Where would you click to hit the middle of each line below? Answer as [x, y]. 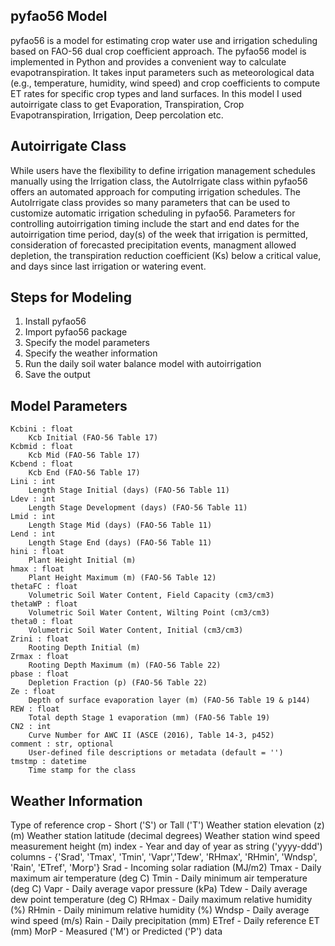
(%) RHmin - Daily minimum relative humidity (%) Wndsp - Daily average [160, 910]
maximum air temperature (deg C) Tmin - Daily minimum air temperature [159, 878]
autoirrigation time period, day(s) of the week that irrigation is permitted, [159, 234]
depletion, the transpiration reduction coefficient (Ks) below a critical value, [166, 255]
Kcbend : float [42, 464]
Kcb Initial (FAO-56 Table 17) [93, 438]
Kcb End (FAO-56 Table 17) [84, 473]
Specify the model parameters [87, 343]
